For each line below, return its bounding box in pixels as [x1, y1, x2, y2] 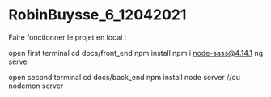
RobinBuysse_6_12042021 [8, 6, 187, 24]
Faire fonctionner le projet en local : [8, 32, 127, 42]
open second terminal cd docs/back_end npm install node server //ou [8, 72, 241, 82]
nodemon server [8, 81, 64, 91]
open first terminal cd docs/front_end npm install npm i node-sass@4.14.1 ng [8, 48, 264, 57]
